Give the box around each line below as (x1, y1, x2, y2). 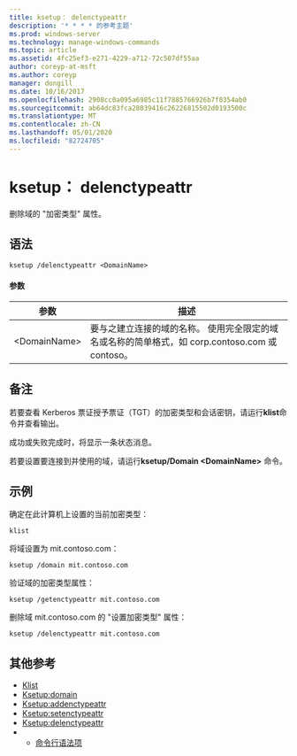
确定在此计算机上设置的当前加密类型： (9, 509, 148, 520)
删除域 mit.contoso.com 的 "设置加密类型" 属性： (9, 612, 187, 622)
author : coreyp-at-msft (9, 63, 97, 72)
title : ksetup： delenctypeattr (9, 12, 127, 22)
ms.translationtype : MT (9, 112, 97, 120)
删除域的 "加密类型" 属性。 (9, 208, 106, 219)
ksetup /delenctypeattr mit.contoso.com (9, 629, 161, 638)
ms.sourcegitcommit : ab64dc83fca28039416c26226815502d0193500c (9, 104, 247, 112)
